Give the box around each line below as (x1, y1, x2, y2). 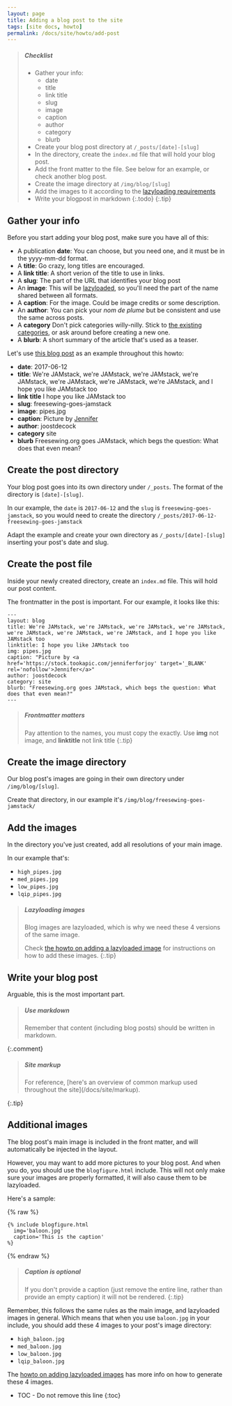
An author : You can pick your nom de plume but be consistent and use (17, 306, 221, 314)
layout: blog (7, 617, 45, 624)
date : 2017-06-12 (17, 363, 68, 371)
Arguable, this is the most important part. (7, 990, 125, 998)
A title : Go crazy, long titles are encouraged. (17, 262, 145, 270)
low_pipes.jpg (17, 883, 59, 890)
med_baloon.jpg (17, 1343, 62, 1350)
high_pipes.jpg (17, 869, 62, 876)
